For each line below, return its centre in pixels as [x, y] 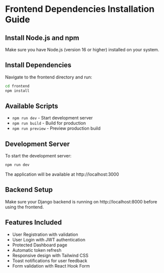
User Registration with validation [45, 234]
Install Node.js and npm [42, 38]
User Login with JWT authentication [49, 239]
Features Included [33, 222]
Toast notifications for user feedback [50, 261]
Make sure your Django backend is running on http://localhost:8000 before [81, 201]
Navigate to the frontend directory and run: [49, 77]
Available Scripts [32, 106]
